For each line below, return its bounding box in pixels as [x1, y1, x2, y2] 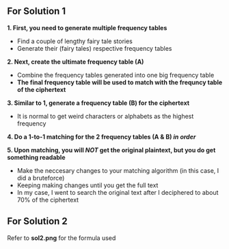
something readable [7, 153, 66, 161]
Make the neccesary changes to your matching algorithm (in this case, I [16, 166, 219, 174]
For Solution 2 [7, 215, 68, 227]
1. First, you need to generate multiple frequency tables [7, 23, 167, 32]
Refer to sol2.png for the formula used [7, 233, 116, 242]
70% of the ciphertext [16, 195, 79, 204]
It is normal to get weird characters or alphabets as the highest [16, 112, 194, 120]
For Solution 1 [7, 5, 66, 17]
